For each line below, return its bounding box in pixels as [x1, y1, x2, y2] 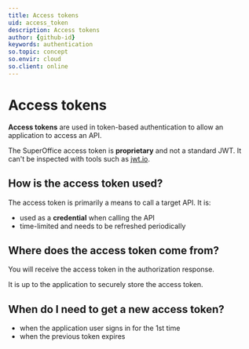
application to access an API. [8, 130, 102, 140]
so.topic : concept [8, 48, 68, 56]
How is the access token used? [8, 177, 163, 191]
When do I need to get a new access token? [8, 303, 225, 316]
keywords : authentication [8, 41, 93, 49]
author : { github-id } [8, 33, 76, 42]
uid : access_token [8, 19, 68, 27]
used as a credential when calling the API [19, 213, 156, 222]
